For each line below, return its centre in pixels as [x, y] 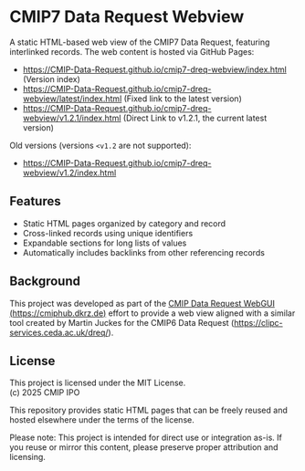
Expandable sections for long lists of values [105, 243]
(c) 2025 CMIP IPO [45, 392]
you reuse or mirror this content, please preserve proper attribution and [144, 447]
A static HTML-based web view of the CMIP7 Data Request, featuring [140, 42]
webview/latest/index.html [72, 99]
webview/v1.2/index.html [69, 173]
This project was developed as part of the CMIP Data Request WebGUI [142, 303]
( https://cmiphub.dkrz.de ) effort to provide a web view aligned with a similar [152, 313]
